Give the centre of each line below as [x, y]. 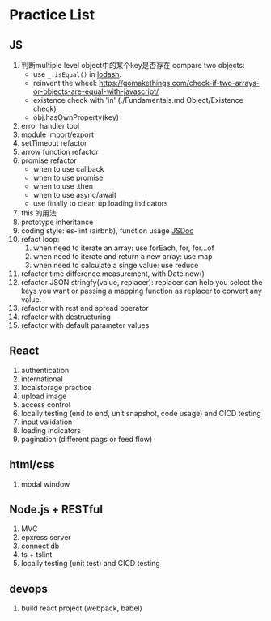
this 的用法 [39, 213]
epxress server [46, 538]
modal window [45, 484]
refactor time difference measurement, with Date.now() [113, 274]
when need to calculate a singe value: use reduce [116, 265]
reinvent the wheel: [65, 83]
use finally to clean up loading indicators [100, 203]
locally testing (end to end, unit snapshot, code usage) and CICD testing [141, 413]
